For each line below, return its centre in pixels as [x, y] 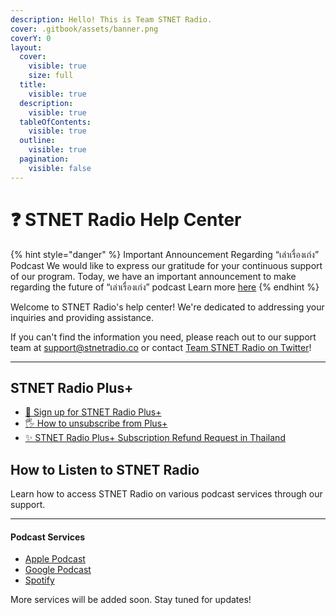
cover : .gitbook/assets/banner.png [84, 29]
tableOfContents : [55, 122]
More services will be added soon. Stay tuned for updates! [131, 600]
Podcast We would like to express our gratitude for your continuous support [166, 265]
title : [33, 85]
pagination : [44, 159]
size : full [51, 76]
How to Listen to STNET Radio [105, 469]
